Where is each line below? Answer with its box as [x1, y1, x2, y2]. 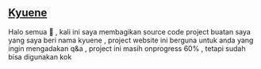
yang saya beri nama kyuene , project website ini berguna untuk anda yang [8, 35, 254, 45]
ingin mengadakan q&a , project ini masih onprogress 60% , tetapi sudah [8, 43, 246, 53]
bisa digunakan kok [8, 52, 72, 61]
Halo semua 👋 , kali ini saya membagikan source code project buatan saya [8, 27, 251, 36]
